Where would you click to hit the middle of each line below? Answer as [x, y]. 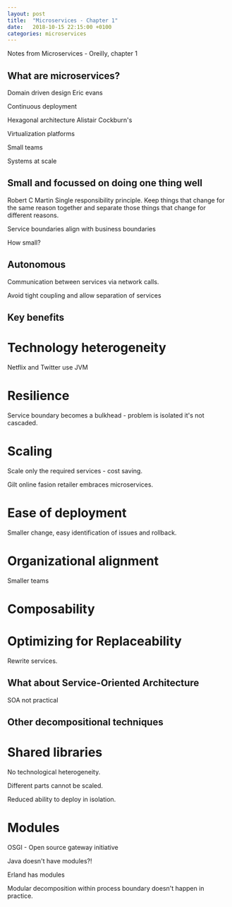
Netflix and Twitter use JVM [48, 367]
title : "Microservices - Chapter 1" [63, 20]
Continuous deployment [42, 106]
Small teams [25, 147]
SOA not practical [33, 700]
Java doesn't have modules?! [50, 860]
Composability [51, 609]
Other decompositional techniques [85, 723]
